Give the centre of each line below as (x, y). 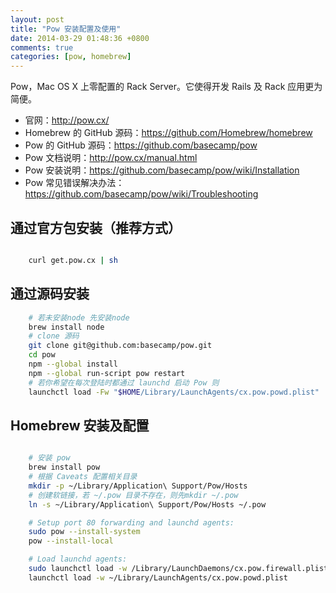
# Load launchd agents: (78, 559)
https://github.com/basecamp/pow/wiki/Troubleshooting (141, 194)
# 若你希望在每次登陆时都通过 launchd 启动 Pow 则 (124, 382)
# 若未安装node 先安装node (79, 317)
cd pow (42, 355)
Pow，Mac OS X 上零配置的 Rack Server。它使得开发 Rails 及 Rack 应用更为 (166, 87)
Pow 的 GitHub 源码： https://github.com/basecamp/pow (141, 145)
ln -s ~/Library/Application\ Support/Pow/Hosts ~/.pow (147, 504)
